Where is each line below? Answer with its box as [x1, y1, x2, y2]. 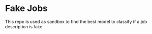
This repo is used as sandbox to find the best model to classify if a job [5, 19, 148, 24]
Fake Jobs [5, 3, 48, 14]
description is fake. [5, 23, 44, 29]
